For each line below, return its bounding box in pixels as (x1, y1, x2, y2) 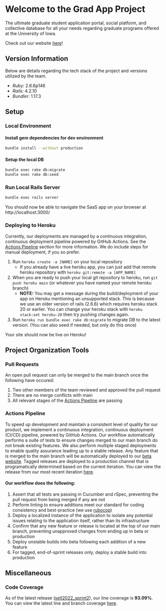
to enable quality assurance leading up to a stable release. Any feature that (5, 448, 159, 454)
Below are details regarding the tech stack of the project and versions (5, 68, 148, 74)
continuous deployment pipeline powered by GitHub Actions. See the (5, 238, 146, 244)
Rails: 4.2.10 (12, 88, 37, 94)
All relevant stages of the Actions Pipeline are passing (12, 397, 123, 403)
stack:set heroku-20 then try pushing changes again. (19, 311, 129, 317)
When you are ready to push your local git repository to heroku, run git (12, 274, 158, 280)
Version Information (5, 55, 68, 63)
